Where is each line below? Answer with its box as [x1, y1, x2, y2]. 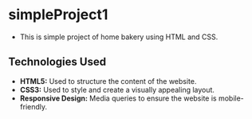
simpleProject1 [8, 6, 108, 24]
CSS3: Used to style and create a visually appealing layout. [19, 85, 215, 94]
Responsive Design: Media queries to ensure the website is [19, 93, 217, 103]
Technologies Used [8, 55, 106, 69]
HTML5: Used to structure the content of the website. [19, 76, 197, 85]
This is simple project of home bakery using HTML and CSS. [19, 32, 219, 42]
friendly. [19, 101, 48, 111]
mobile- [218, 93, 245, 103]
